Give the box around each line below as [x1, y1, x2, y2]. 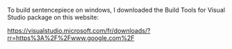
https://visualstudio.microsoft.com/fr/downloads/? [7, 27, 151, 35]
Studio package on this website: [7, 13, 99, 21]
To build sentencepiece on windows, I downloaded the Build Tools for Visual [7, 6, 226, 14]
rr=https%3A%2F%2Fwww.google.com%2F [7, 34, 135, 42]
